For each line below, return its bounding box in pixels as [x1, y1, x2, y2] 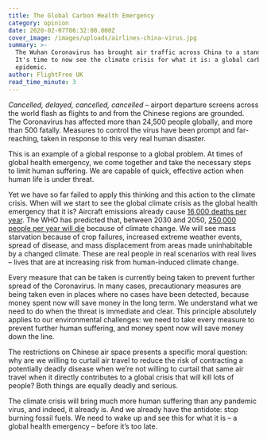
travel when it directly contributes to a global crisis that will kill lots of [8, 372, 234, 382]
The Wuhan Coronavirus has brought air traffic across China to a [15, 48, 240, 56]
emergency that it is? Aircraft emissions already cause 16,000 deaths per [8, 206, 247, 216]
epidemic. [15, 64, 48, 71]
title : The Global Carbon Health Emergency [8, 11, 155, 20]
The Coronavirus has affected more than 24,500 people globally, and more [8, 117, 253, 126]
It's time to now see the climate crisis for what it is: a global [15, 56, 244, 64]
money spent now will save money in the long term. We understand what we [8, 298, 258, 307]
